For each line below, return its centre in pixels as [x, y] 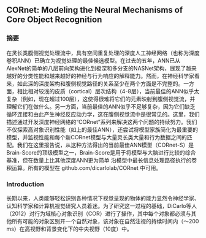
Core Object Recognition [54, 20]
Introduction [25, 184]
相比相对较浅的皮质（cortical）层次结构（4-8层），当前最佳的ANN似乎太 [108, 91]
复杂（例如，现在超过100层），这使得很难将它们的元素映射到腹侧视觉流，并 [101, 99]
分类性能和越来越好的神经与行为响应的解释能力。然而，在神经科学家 [108, 75]
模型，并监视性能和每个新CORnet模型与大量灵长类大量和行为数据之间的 [97, 137]
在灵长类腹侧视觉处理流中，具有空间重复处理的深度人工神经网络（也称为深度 [103, 53]
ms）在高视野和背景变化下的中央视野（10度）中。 [70, 229]
